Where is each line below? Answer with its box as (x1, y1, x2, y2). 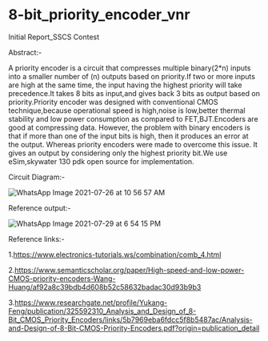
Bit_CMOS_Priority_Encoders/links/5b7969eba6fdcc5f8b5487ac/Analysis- (8, 315, 254, 324)
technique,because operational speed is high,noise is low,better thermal (8, 106, 246, 115)
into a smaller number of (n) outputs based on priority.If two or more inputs (8, 71, 256, 81)
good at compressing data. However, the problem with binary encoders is (8, 122, 250, 132)
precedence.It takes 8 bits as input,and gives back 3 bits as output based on (8, 88, 260, 98)
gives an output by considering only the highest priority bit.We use (8, 148, 228, 158)
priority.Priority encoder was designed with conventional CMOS (8, 97, 218, 106)
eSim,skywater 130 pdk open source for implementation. (8, 156, 194, 166)
